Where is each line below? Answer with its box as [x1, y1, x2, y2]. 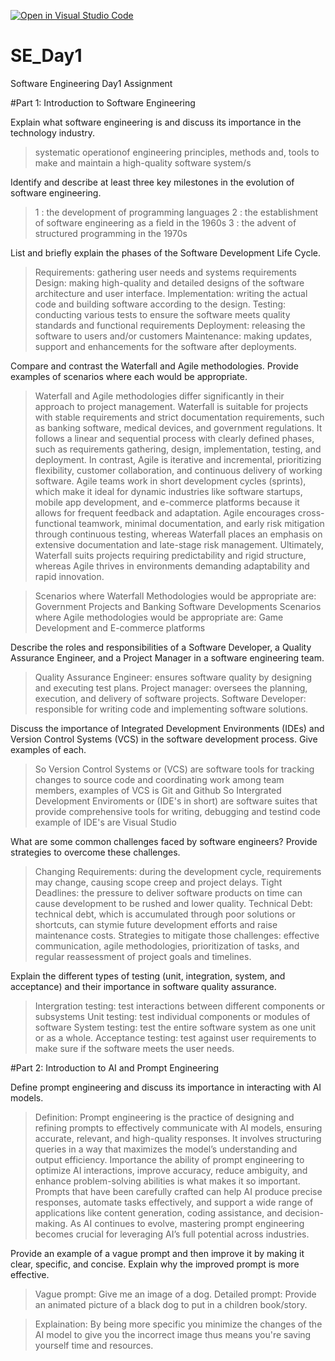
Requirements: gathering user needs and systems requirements [34, 266, 297, 278]
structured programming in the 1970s [34, 227, 188, 239]
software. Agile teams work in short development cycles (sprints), [34, 475, 307, 487]
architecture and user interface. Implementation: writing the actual [34, 287, 308, 299]
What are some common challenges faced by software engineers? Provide [10, 835, 318, 847]
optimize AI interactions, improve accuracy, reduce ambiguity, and [34, 1164, 308, 1176]
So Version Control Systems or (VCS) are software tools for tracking [34, 763, 315, 775]
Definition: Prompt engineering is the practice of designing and [34, 1111, 295, 1123]
